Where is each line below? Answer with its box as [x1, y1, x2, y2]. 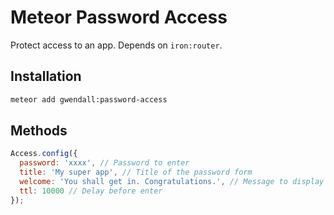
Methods [10, 122, 68, 140]
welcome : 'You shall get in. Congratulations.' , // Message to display [19, 177, 325, 187]
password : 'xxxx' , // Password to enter [19, 158, 190, 168]
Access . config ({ [10, 149, 78, 159]
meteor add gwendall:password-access [10, 94, 168, 105]
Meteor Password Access [10, 6, 228, 29]
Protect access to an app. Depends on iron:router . [10, 39, 223, 51]
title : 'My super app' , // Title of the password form [19, 167, 253, 178]
